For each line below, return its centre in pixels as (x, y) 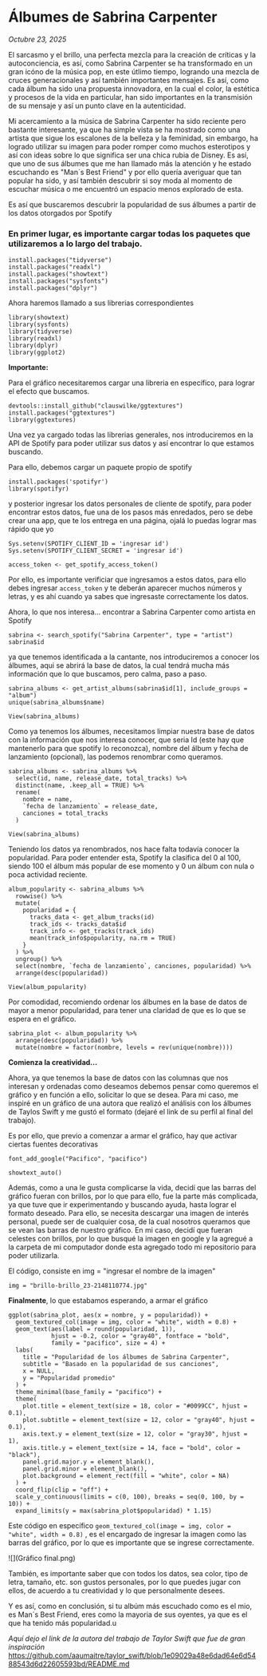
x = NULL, (39, 1371)
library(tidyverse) (41, 332)
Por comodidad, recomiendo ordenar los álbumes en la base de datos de (128, 1002)
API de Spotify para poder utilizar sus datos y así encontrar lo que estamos (132, 443)
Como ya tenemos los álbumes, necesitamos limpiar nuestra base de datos (132, 732)
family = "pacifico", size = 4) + (108, 1343)
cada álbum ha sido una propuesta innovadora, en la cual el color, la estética (134, 89)
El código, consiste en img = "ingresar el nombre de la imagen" (112, 1271)
